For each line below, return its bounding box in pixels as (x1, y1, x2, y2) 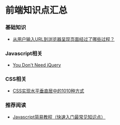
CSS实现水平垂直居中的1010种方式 (12, 88, 85, 94)
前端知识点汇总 (5, 5, 68, 16)
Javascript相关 (5, 50, 43, 57)
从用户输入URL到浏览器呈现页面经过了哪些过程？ (12, 36, 115, 42)
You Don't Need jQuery (12, 61, 61, 68)
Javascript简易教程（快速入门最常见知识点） (12, 114, 106, 120)
